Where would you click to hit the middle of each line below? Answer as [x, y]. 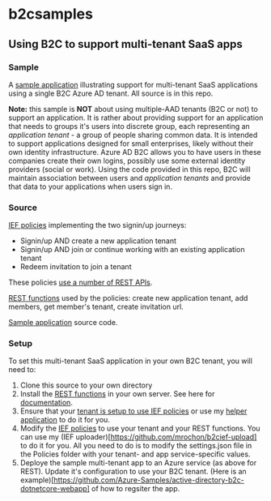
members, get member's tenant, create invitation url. [96, 307]
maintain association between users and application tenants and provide [129, 178]
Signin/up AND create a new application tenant [98, 241]
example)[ [37, 480]
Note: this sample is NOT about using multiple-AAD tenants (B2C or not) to [133, 109]
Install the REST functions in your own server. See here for [117, 394]
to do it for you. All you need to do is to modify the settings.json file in [136, 446]
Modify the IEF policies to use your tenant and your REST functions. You [140, 428]
